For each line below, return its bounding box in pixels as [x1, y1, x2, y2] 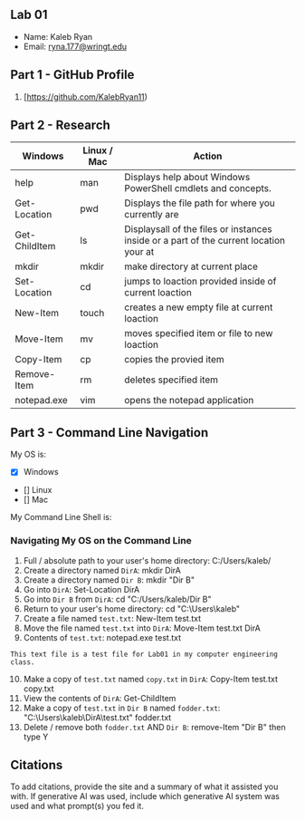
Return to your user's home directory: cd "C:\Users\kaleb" [23, 603, 241, 614]
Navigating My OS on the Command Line [10, 535, 193, 547]
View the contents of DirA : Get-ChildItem [23, 692, 176, 703]
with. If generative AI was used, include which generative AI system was [10, 791, 280, 802]
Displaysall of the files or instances [124, 223, 272, 236]
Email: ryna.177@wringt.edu [23, 41, 128, 52]
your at [124, 246, 155, 258]
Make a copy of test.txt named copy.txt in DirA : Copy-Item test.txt [23, 673, 279, 684]
